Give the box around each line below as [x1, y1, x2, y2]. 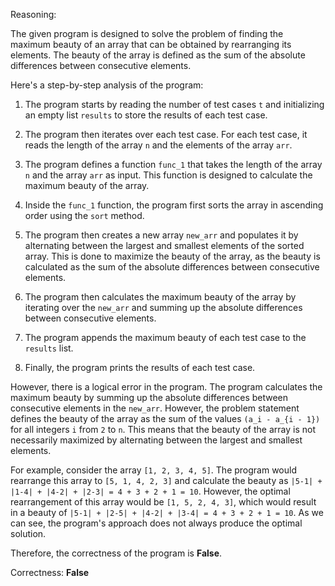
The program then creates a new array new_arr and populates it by [24, 229, 299, 241]
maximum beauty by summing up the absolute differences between [10, 392, 289, 403]
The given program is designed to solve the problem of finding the [10, 28, 284, 39]
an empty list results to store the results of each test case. [24, 109, 268, 121]
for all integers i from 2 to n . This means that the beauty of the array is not [10, 424, 316, 435]
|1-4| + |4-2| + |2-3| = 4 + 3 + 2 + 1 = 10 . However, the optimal [10, 485, 291, 497]
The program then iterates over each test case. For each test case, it [24, 129, 308, 140]
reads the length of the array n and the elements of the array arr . [24, 139, 293, 151]
